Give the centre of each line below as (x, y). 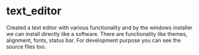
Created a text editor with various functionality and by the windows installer (99, 27)
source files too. (26, 47)
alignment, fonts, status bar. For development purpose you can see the (94, 40)
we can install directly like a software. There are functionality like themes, (97, 33)
